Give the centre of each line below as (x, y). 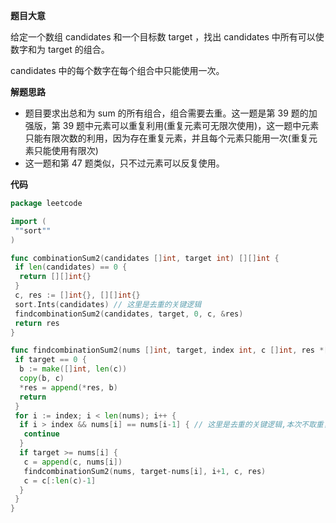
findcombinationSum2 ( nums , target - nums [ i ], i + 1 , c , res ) (145, 471)
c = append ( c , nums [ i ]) (73, 462)
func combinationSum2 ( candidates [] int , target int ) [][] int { (145, 258)
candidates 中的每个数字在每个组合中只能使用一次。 (117, 70)
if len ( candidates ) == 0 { (71, 267)
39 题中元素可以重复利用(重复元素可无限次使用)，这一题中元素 (191, 125)
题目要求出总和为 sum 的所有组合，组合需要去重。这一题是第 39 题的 (166, 113)
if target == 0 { (50, 360)
